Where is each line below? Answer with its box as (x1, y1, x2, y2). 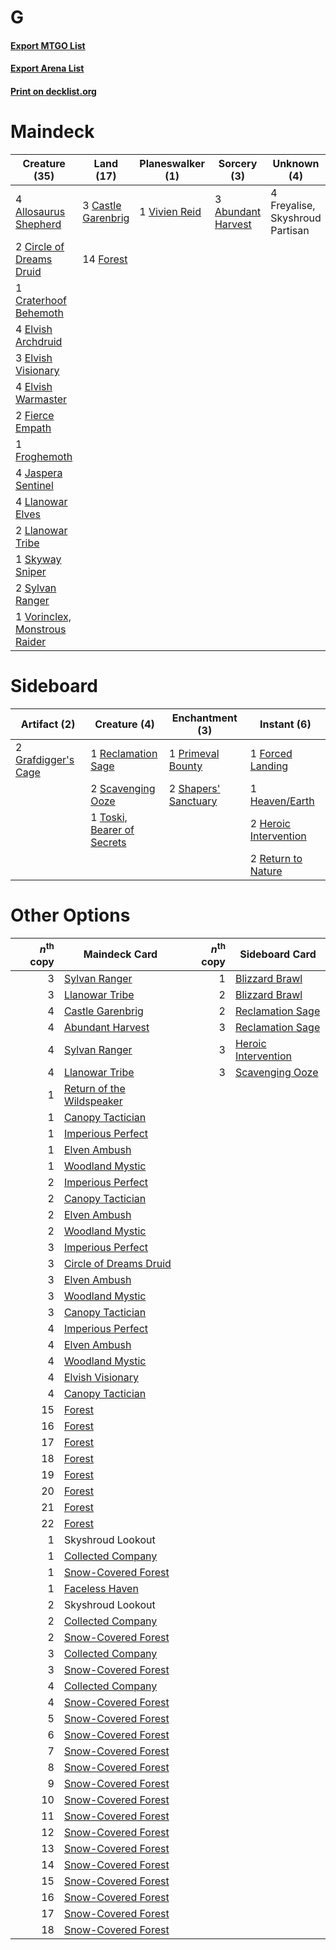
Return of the (63, 1082, 126, 1096)
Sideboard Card (239, 947, 317, 961)
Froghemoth (15, 449, 73, 463)
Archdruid (15, 334, 63, 348)
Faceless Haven (63, 1582, 139, 1596)
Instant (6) (259, 717, 312, 731)
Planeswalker (139, 156, 205, 170)
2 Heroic (249, 816, 291, 830)
